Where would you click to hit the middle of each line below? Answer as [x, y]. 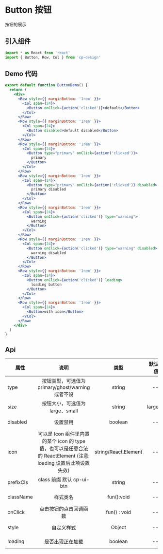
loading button [46, 285]
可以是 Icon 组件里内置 [64, 434]
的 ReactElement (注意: [64, 456]
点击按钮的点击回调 [61, 509]
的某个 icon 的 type [64, 441]
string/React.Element [118, 452]
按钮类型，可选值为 [64, 381]
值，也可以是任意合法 [64, 449]
